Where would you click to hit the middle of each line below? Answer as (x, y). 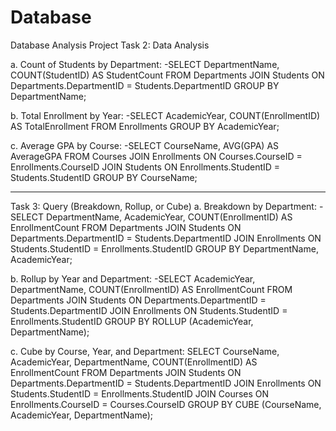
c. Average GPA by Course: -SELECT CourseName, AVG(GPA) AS (145, 145)
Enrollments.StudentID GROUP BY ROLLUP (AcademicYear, (132, 321)
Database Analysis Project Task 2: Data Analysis (110, 45)
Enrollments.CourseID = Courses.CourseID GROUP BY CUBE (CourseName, (166, 404)
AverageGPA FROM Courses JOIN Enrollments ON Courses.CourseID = (156, 156)
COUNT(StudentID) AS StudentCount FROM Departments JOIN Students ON (167, 75)
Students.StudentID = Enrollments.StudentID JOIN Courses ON (140, 393)
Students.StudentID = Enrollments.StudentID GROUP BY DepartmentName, (164, 248)
